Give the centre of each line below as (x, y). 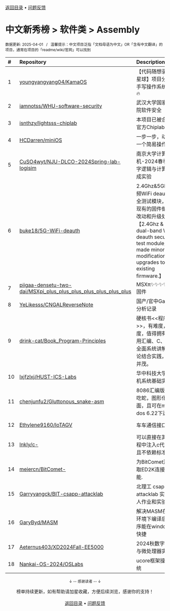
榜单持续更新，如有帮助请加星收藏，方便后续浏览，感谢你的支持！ (85, 591)
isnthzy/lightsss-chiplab (48, 123)
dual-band (149, 230)
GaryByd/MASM (39, 522)
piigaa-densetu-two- (46, 285)
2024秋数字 (151, 543)
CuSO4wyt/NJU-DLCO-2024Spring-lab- (70, 161)
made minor (151, 250)
